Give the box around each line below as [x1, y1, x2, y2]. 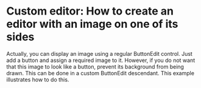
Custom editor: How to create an [6, 4, 174, 18]
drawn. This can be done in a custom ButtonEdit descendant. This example [6, 69, 195, 76]
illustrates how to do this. [6, 76, 69, 83]
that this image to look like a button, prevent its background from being [6, 63, 185, 70]
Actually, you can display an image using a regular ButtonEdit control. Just [6, 50, 193, 57]
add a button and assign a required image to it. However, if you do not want [6, 56, 196, 64]
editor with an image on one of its [6, 17, 178, 31]
